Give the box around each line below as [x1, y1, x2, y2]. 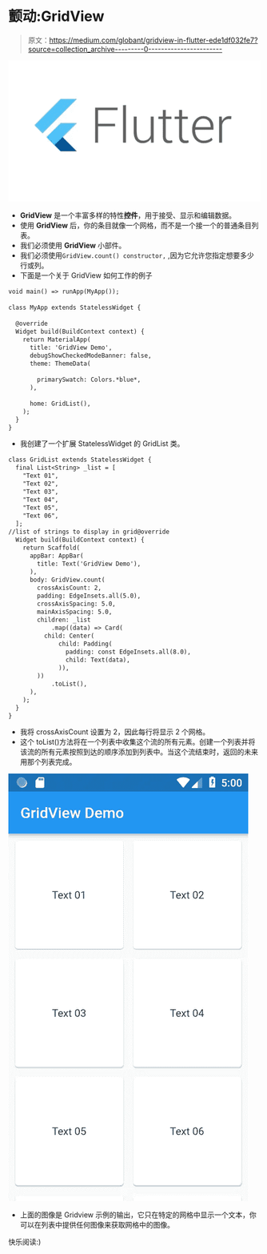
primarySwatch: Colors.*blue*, [37, 376, 141, 384]
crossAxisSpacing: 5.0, [37, 600, 116, 608]
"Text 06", [22, 512, 59, 520]
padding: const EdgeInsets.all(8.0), [65, 648, 192, 656]
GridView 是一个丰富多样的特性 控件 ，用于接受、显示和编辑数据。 [19, 211, 236, 220]
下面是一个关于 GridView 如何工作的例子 [19, 271, 153, 280]
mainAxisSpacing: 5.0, [37, 608, 113, 616]
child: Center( [43, 632, 94, 640]
